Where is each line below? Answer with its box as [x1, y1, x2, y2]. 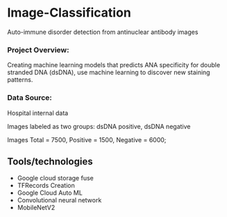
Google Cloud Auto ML [17, 189, 83, 197]
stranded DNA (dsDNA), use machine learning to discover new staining [7, 68, 210, 77]
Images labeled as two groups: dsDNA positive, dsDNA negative [7, 122, 191, 130]
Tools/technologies [7, 155, 93, 167]
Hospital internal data [7, 109, 69, 117]
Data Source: [7, 93, 52, 103]
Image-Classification [7, 5, 132, 21]
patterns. [7, 76, 33, 84]
